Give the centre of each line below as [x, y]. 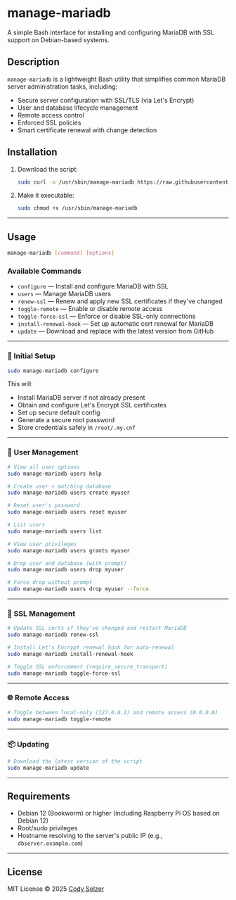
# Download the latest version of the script [75, 761]
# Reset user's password [44, 506]
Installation [32, 152]
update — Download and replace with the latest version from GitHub [116, 331]
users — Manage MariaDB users [64, 294]
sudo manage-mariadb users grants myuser [69, 550]
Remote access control [51, 115]
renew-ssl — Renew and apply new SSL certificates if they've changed [120, 301]
